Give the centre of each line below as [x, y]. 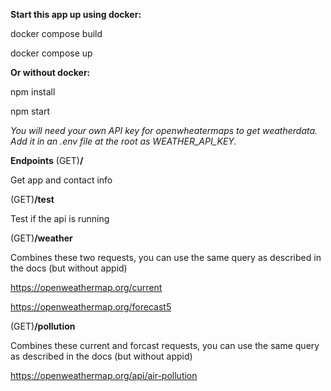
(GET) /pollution [43, 326]
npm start [30, 111]
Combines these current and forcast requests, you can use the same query [165, 345]
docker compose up [51, 53]
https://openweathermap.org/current [86, 287]
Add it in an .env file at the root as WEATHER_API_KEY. [123, 141]
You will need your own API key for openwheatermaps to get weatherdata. [164, 130]
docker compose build [56, 33]
